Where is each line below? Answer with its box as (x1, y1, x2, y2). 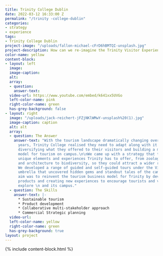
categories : (5, 20, 29, 26)
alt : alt (9, 124, 27, 129)
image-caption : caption (9, 120, 57, 125)
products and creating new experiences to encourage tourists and (17, 179, 155, 184)
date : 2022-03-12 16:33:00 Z (5, 12, 64, 17)
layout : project (5, 233, 38, 238)
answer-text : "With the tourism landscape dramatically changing (14, 138, 149, 143)
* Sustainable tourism (17, 197, 64, 202)
